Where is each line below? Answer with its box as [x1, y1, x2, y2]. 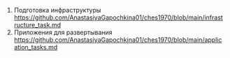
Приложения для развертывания [13, 28, 113, 36]
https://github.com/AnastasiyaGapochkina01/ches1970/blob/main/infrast [13, 13, 224, 22]
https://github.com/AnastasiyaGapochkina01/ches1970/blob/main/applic [13, 36, 222, 44]
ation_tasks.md [13, 43, 58, 51]
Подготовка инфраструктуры [13, 6, 101, 14]
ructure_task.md [13, 21, 62, 29]
